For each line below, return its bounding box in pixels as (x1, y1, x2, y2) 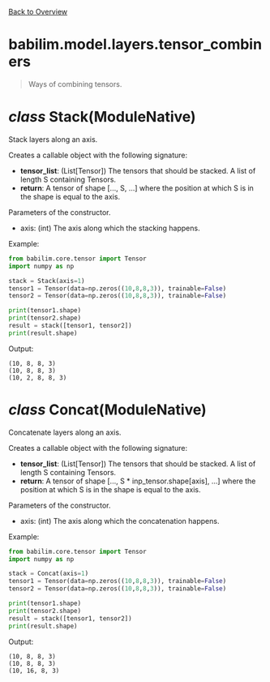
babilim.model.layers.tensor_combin (8, 36, 262, 54)
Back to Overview (8, 7, 67, 16)
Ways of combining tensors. (28, 79, 122, 88)
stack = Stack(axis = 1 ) (8, 277, 85, 285)
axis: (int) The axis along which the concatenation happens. (19, 516, 220, 525)
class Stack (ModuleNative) (8, 108, 196, 127)
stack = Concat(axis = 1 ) (8, 569, 89, 578)
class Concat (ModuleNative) (8, 401, 207, 418)
